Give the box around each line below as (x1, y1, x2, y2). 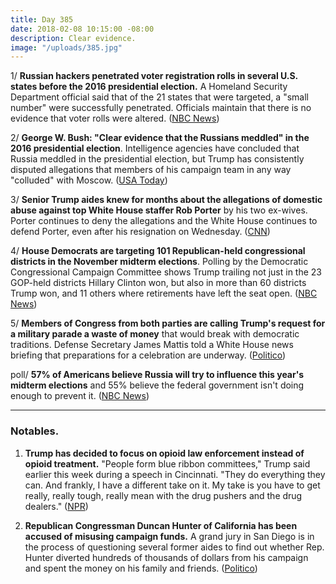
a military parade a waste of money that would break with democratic (10, 328, 300, 340)
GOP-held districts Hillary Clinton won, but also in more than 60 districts (10, 277, 307, 289)
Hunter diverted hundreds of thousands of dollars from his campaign (24, 551, 309, 563)
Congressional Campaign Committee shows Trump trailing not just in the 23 (10, 266, 322, 278)
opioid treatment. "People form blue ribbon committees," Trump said (24, 457, 311, 470)
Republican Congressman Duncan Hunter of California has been (24, 519, 298, 531)
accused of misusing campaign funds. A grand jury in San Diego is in (24, 530, 315, 542)
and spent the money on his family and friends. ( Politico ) (24, 562, 258, 574)
